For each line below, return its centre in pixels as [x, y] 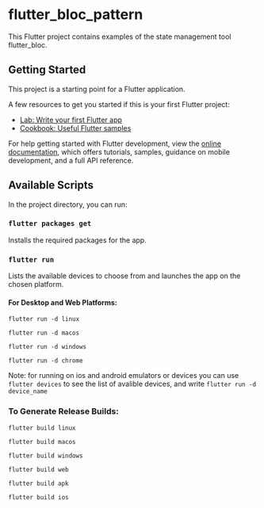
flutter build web [38, 469]
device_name [28, 392]
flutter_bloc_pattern [76, 15]
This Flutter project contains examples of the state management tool [120, 36]
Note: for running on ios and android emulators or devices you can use [124, 376]
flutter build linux [42, 428]
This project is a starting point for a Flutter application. [97, 89]
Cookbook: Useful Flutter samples [75, 128]
